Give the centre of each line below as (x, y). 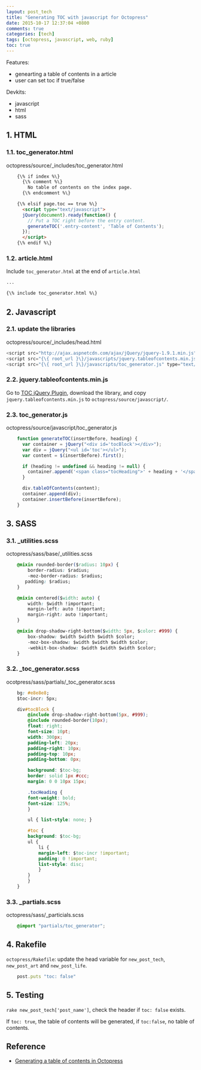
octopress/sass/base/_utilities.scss (49, 554)
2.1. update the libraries (41, 329)
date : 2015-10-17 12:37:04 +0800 (48, 23)
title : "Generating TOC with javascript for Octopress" (77, 17)
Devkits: (16, 92)
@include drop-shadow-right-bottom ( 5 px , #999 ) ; (88, 715)
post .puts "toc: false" (47, 976)
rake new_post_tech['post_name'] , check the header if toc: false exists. (96, 1009)
